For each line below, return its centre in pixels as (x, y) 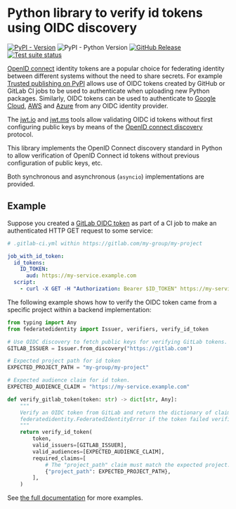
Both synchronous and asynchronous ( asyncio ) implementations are (106, 176)
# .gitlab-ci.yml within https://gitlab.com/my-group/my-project (105, 243)
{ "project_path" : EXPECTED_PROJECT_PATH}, (108, 471)
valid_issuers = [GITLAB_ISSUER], (80, 445)
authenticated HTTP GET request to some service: (80, 231)
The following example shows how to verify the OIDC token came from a (112, 302)
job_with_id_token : (36, 256)
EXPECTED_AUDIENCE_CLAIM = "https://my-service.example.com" (99, 387)
